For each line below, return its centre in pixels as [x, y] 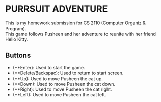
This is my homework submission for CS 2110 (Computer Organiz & [76, 23]
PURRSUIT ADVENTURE [57, 9]
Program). [16, 28]
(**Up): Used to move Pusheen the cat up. [58, 78]
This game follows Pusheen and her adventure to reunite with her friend [81, 34]
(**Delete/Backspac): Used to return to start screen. [68, 73]
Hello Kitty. [17, 39]
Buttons [18, 55]
